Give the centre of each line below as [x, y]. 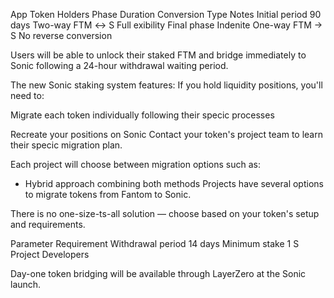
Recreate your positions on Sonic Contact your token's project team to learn [166, 134]
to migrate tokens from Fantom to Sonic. [108, 194]
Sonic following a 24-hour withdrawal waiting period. [119, 65]
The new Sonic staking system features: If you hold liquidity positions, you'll [166, 85]
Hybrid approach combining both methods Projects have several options [174, 183]
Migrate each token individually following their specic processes [142, 115]
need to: [27, 95]
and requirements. [48, 224]
